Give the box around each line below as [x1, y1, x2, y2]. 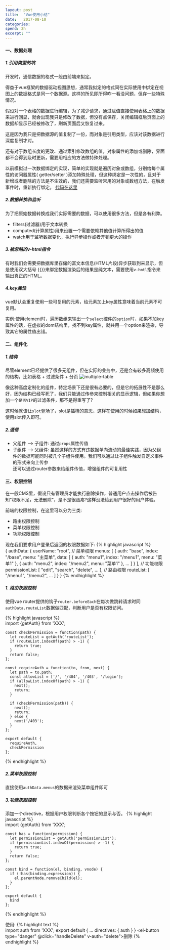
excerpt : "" [5, 31, 30, 36]
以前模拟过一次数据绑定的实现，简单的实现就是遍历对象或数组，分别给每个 [5, 165, 160, 171]
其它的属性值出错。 [9, 328, 50, 334]
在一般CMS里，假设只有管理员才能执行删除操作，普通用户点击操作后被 [5, 490, 153, 496]
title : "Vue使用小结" [5, 12, 50, 17]
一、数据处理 [5, 47, 32, 53]
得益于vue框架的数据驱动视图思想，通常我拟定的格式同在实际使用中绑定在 [5, 84, 159, 90]
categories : [5, 21, 30, 27]
